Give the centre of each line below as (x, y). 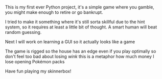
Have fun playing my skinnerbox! (38, 71)
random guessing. (23, 32)
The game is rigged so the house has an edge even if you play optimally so (81, 51)
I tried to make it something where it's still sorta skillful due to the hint (75, 22)
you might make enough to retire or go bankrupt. (54, 12)
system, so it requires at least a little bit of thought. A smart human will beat (81, 27)
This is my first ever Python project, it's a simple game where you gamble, (80, 7)
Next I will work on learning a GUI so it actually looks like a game (70, 42)
